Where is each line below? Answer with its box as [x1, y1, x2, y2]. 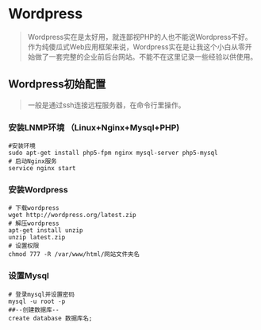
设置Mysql [8, 270, 49, 281]
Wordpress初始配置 [8, 77, 106, 91]
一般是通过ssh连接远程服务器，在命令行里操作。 [27, 100, 186, 110]
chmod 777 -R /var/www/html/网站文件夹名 [8, 250, 140, 258]
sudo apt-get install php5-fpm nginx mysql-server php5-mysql [8, 149, 218, 157]
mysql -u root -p [8, 297, 66, 305]
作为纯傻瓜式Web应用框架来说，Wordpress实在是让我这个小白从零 [27, 41, 246, 52]
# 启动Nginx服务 [8, 157, 57, 165]
